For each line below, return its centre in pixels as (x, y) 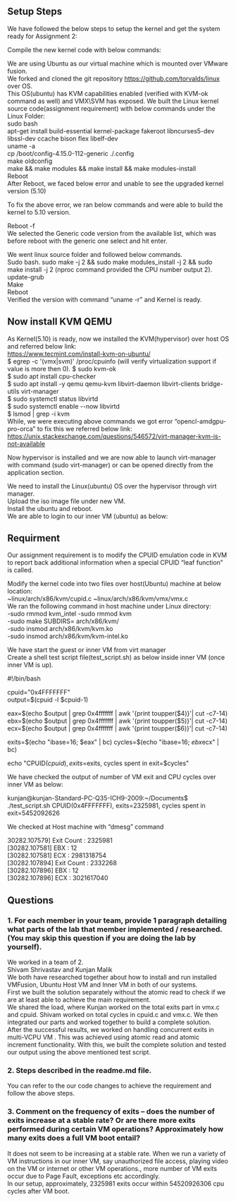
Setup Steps (35, 12)
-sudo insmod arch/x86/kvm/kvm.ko (60, 629)
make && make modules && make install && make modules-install (102, 168)
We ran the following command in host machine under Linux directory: (109, 606)
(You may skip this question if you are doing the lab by (102, 938)
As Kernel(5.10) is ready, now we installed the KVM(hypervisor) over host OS (118, 339)
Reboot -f (21, 226)
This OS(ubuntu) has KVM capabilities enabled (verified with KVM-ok (108, 93)
